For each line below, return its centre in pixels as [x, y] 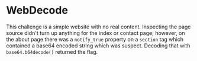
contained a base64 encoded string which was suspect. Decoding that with [98, 46]
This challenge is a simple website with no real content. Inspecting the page [98, 27]
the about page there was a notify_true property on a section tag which [95, 39]
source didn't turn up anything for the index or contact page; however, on [96, 33]
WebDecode [37, 10]
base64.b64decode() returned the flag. [52, 52]
